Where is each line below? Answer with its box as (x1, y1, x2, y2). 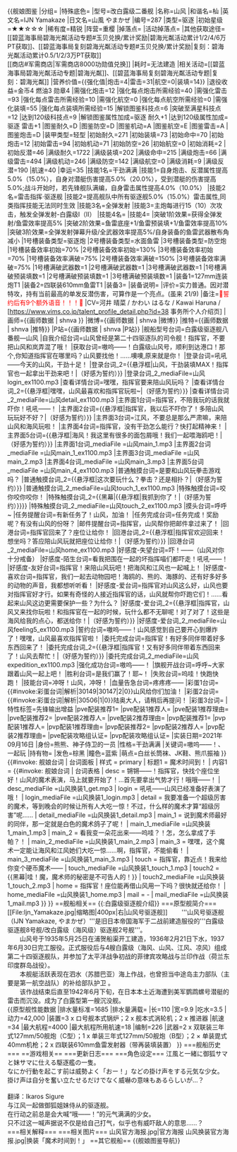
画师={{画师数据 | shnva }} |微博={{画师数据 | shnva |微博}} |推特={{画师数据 (7, 316, 229, 324)
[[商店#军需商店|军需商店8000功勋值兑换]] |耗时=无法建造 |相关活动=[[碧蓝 (7, 60, 226, 68)
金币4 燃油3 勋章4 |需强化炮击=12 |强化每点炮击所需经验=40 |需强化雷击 (17, 86, 228, 95)
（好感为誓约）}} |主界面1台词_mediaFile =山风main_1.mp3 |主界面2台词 (7, 440, 212, 448)
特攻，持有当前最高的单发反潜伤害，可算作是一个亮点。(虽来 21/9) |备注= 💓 (7, 290, 224, 298)
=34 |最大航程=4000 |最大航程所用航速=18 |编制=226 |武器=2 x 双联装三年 (7, 1023, 225, 1031)
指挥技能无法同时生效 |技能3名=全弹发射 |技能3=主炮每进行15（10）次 (13, 201, 217, 209)
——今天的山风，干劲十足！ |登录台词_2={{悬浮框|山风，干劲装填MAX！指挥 (7, 360, 229, 368)
